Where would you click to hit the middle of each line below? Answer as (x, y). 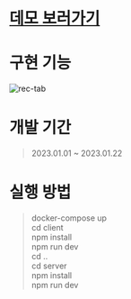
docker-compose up (69, 218)
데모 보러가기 (55, 18)
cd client (48, 227)
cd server (49, 266)
